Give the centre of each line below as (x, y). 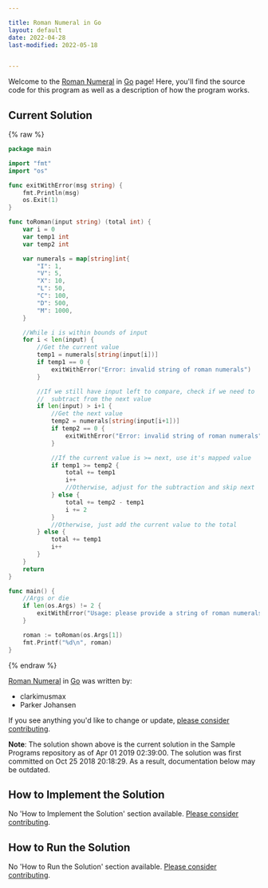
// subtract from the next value (94, 399)
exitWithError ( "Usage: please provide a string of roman (133, 613)
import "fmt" (30, 163)
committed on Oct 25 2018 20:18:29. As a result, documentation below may (132, 761)
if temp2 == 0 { (78, 429)
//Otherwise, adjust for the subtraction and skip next (160, 488)
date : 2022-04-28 (37, 38)
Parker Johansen (48, 704)
